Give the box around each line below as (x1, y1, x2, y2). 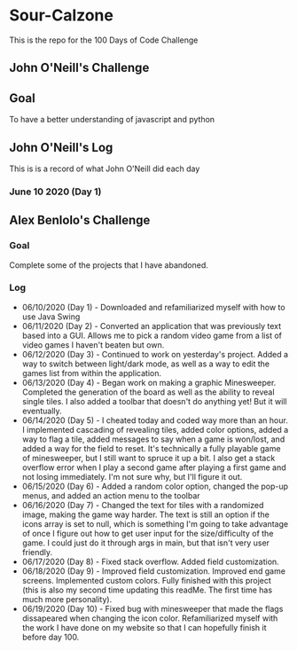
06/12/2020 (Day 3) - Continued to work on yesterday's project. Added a (21, 349, 289, 359)
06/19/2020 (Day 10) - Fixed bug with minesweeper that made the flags (21, 603, 284, 614)
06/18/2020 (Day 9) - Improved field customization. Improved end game (21, 565, 286, 576)
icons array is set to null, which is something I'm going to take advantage (21, 518, 289, 529)
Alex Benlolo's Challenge (9, 213, 151, 228)
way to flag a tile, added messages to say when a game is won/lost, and (21, 434, 285, 444)
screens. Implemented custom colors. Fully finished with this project (21, 575, 272, 585)
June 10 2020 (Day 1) (9, 185, 102, 198)
